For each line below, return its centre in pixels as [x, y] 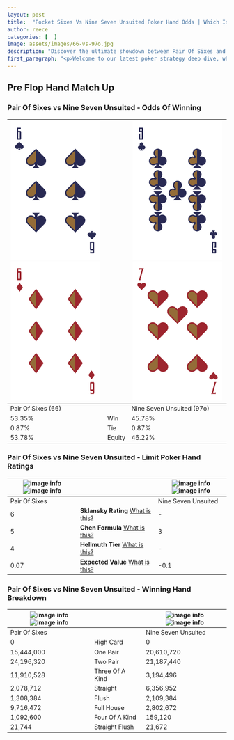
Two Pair [107, 661]
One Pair [106, 652]
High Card [108, 642]
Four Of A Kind [115, 718]
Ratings [21, 466]
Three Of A [110, 671]
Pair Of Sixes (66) [36, 409]
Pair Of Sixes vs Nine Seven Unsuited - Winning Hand [99, 590]
